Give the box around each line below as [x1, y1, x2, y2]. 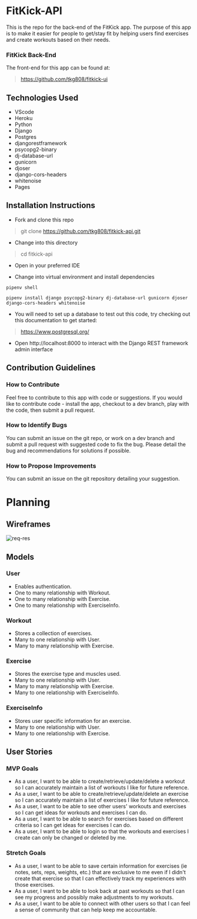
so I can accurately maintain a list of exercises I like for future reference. [14, 796, 190, 804]
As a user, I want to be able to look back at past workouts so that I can [14, 887, 185, 894]
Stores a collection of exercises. [14, 630, 93, 637]
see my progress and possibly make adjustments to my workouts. [14, 894, 174, 901]
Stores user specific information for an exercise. [14, 717, 132, 724]
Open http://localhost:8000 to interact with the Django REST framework [14, 339, 188, 346]
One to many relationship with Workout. [14, 589, 111, 596]
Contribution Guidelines [6, 363, 96, 373]
